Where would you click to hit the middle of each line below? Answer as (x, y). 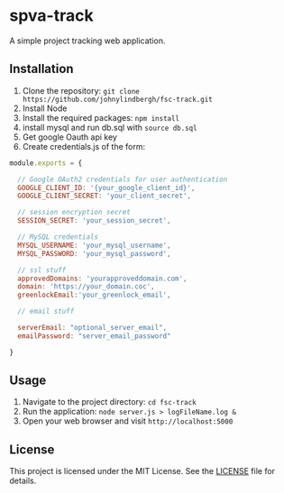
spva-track (51, 16)
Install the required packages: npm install (101, 117)
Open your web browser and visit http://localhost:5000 (128, 421)
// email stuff (46, 312)
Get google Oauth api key (69, 137)
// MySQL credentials (58, 237)
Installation (41, 69)
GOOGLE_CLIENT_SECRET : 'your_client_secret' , (105, 196)
